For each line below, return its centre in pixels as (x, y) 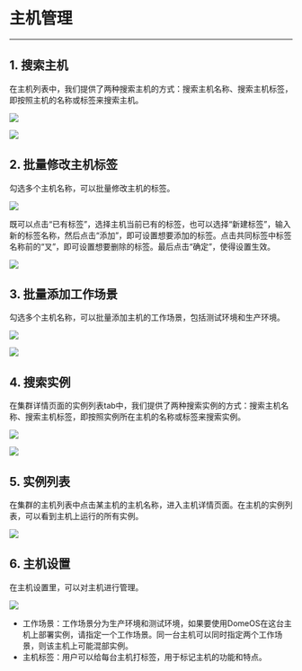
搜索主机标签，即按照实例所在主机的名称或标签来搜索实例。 (135, 417)
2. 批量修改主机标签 (64, 165)
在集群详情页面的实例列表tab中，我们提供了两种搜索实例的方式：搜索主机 (145, 406)
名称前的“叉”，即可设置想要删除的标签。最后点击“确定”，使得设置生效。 (142, 246)
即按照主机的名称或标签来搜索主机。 (76, 100)
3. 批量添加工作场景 (64, 294)
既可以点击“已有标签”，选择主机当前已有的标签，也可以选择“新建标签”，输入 (150, 224)
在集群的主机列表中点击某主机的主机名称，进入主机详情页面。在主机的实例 (147, 505)
